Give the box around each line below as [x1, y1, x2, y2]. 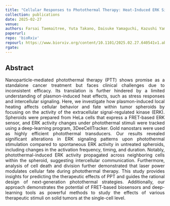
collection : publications [5, 12, 60, 17]
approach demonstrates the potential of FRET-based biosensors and [5, 184, 151, 190]
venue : [5, 21, 19, 27]
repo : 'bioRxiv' [5, 36, 39, 41]
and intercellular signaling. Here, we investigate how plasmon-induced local [5, 98, 165, 105]
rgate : [5, 45, 19, 50]
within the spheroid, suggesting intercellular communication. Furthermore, [5, 158, 165, 164]
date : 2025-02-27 [5, 17, 42, 22]
